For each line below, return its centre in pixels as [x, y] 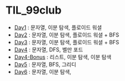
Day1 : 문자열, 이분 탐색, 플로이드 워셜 [58, 27]
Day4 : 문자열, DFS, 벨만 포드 [49, 49]
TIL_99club [34, 10]
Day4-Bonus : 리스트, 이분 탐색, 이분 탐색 [62, 57]
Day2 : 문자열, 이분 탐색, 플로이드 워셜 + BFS [67, 35]
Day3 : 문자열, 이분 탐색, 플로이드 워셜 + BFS [67, 42]
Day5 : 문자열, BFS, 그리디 [45, 64]
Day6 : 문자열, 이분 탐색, [43, 72]
